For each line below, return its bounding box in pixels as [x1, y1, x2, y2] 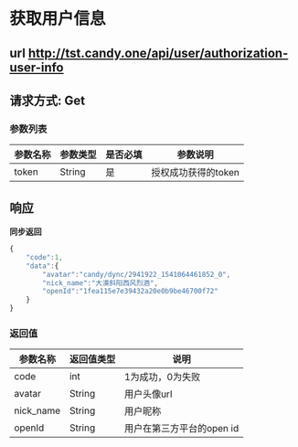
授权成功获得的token [151, 166, 239, 179]
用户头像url [123, 388, 173, 400]
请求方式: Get [9, 92, 85, 108]
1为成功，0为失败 [123, 371, 201, 384]
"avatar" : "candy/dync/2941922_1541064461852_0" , [42, 270, 231, 279]
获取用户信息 [9, 8, 107, 29]
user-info [9, 59, 64, 75]
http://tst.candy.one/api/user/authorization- [27, 45, 289, 60]
